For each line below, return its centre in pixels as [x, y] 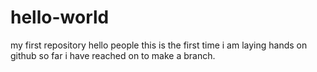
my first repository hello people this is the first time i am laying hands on [159, 45]
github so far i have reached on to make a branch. [113, 55]
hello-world [60, 17]
